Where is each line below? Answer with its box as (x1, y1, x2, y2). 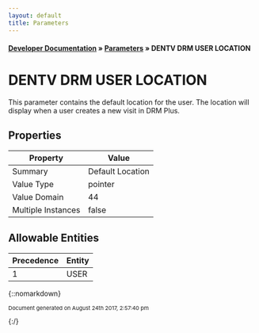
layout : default (8, 11, 62, 20)
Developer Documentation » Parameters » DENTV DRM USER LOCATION (8, 44, 251, 53)
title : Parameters (8, 19, 69, 27)
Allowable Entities (8, 232, 99, 245)
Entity (66, 255, 90, 266)
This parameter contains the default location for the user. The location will (8, 98, 249, 107)
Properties (8, 128, 62, 143)
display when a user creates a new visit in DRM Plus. (8, 106, 181, 116)
